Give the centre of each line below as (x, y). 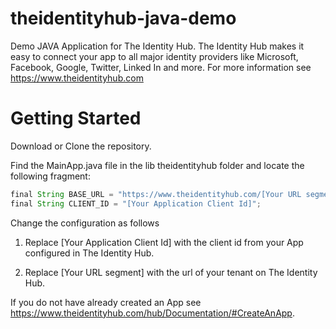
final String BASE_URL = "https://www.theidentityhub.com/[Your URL (156, 194)
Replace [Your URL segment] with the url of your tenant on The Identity (171, 272)
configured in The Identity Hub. (89, 253)
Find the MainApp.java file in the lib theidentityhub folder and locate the (157, 165)
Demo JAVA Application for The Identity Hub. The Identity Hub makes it (157, 46)
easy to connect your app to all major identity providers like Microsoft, (154, 56)
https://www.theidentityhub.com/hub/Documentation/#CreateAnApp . (152, 313)
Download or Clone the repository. (81, 146)
